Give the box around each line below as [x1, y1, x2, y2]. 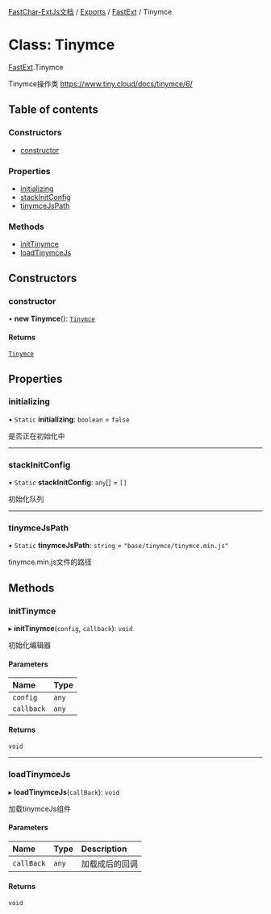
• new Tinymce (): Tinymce [8, 314, 95, 323]
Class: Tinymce [8, 35, 115, 54]
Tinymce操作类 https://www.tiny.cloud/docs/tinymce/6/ [8, 79, 194, 89]
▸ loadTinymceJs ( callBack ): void [8, 787, 119, 796]
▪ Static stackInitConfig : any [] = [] [8, 478, 127, 488]
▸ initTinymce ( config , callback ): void [8, 624, 133, 634]
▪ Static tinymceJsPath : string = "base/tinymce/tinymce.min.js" [8, 541, 229, 550]
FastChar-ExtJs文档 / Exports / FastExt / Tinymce [8, 7, 173, 16]
